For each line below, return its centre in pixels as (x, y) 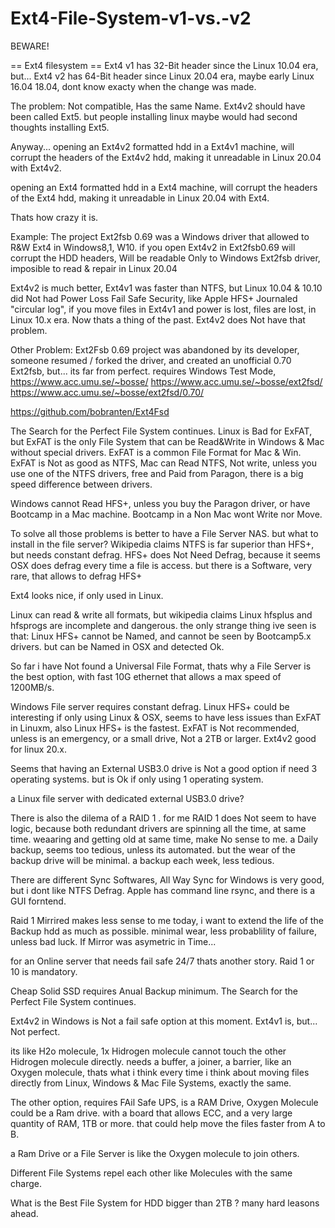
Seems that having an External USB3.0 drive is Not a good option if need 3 (164, 768)
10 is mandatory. (44, 971)
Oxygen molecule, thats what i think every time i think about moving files (160, 1072)
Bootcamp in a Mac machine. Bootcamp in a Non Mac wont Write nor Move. (166, 514)
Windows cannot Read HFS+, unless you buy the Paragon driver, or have (160, 503)
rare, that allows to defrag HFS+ (76, 576)
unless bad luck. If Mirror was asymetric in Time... (113, 941)
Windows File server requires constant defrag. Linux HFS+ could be (150, 706)
